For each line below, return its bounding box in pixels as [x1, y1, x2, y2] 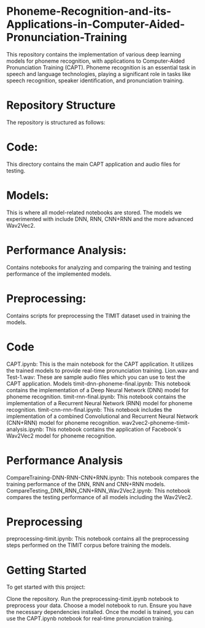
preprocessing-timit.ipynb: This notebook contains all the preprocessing [6, 535, 189, 543]
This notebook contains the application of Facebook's [45, 425, 182, 433]
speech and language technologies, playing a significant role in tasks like [6, 70, 191, 77]
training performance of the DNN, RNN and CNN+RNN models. [6, 480, 166, 487]
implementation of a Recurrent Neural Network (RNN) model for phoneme [6, 399, 193, 406]
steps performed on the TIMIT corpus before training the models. [6, 541, 172, 549]
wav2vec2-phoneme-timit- [122, 419, 190, 426]
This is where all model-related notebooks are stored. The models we [6, 209, 182, 216]
